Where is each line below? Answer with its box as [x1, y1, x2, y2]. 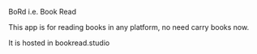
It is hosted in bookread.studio [8, 38, 110, 48]
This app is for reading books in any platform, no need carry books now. [8, 23, 250, 31]
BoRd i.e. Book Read [8, 7, 77, 16]
